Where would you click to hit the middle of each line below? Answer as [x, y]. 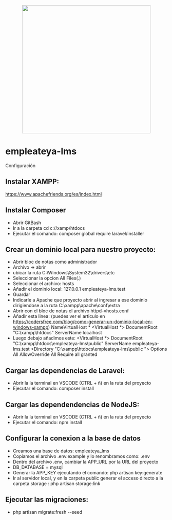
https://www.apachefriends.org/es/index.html [54, 194]
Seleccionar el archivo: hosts [43, 284]
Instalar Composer [36, 210]
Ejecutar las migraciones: [47, 500]
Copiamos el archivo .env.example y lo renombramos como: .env [81, 456]
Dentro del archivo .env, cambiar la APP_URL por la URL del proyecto [85, 462]
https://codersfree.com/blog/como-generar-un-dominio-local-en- [83, 322]
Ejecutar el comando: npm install [47, 422]
